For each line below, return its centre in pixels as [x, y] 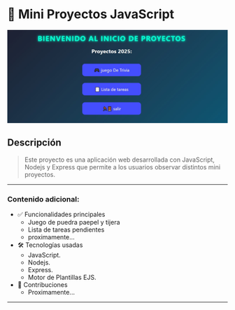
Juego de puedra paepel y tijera [74, 223]
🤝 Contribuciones [42, 285]
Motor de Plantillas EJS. [62, 277]
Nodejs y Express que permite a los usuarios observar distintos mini [122, 167]
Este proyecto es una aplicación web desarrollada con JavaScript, [120, 160]
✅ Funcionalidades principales [61, 214]
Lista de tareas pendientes [66, 230]
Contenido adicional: [43, 199]
